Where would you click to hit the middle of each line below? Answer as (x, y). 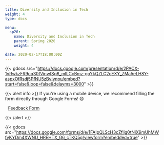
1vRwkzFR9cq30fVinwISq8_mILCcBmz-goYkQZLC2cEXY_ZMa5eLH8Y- (77, 73)
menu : (10, 27)
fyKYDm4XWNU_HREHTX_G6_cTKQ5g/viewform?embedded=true (72, 137)
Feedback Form (24, 108)
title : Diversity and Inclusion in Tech (47, 10)
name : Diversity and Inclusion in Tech (54, 37)
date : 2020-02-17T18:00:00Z (34, 54)
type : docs (16, 19)
